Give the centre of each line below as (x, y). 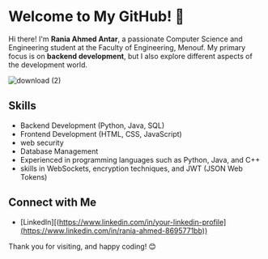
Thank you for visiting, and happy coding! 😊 (82, 246)
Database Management (59, 151)
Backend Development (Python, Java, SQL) (92, 125)
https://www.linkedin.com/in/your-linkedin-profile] (143, 222)
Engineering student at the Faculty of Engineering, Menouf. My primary (127, 47)
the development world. (48, 65)
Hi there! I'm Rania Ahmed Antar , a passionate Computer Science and (125, 39)
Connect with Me (53, 203)
